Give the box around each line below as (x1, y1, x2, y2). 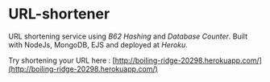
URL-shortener (8, 5, 110, 23)
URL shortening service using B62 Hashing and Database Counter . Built (8, 31, 248, 41)
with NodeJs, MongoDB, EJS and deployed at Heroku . (8, 39, 188, 49)
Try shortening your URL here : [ (8, 55, 115, 65)
